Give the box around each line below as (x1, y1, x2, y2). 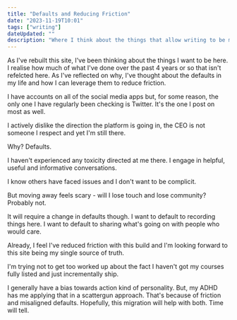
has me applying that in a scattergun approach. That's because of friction (7, 291, 221, 299)
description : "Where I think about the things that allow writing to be (7, 37, 226, 44)
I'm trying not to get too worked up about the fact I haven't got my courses (7, 263, 224, 271)
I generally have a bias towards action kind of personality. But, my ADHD (7, 284, 218, 292)
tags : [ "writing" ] (7, 23, 61, 30)
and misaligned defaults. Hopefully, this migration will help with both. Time (7, 299, 224, 307)
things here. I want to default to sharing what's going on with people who (7, 220, 220, 229)
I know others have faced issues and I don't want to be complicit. (7, 178, 197, 186)
